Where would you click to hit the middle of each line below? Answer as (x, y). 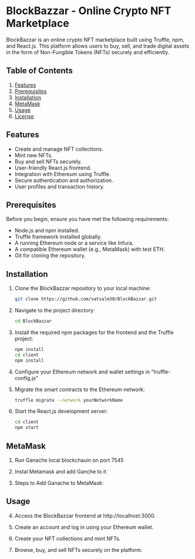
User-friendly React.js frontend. (53, 168)
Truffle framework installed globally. (58, 237)
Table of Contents (40, 71)
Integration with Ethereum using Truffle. (63, 174)
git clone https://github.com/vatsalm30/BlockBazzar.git (86, 299)
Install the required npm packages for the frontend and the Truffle (94, 332)
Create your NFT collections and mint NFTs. (68, 538)
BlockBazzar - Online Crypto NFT (89, 11)
